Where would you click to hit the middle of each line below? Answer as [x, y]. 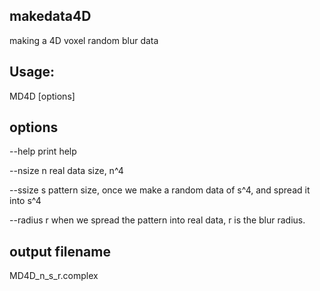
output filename [60, 251]
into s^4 [25, 201]
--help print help [43, 151]
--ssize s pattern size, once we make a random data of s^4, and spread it [160, 190]
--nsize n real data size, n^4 [66, 171]
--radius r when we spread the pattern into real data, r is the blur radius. [157, 220]
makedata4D [50, 16]
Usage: [32, 72]
